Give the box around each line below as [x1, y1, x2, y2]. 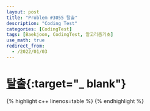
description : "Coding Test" [6, 20, 78, 26]
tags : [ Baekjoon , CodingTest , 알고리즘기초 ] [6, 32, 114, 38]
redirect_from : [6, 43, 45, 49]
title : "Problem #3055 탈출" [6, 15, 78, 21]
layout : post [6, 9, 40, 15]
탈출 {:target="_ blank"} [6, 77, 127, 90]
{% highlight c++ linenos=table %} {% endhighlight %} [6, 97, 145, 104]
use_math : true [6, 37, 45, 43]
